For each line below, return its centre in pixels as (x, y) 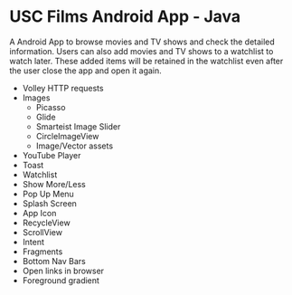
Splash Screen (49, 203)
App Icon (39, 213)
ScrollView (42, 232)
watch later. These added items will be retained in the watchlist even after (146, 61)
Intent (33, 242)
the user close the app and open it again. (86, 71)
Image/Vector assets (75, 146)
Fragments (42, 252)
